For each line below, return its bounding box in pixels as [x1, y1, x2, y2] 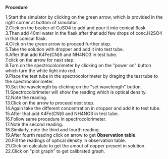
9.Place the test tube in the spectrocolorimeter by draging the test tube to [5, 73, 158, 79]
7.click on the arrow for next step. [5, 57, 75, 63]
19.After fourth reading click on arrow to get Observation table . [5, 132, 137, 138]
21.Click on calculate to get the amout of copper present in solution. [5, 143, 146, 148]
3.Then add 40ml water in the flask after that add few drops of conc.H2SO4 [5, 30, 162, 36]
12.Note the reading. [5, 94, 47, 100]
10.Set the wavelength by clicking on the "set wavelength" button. [5, 84, 142, 90]
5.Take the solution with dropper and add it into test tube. [5, 46, 125, 52]
